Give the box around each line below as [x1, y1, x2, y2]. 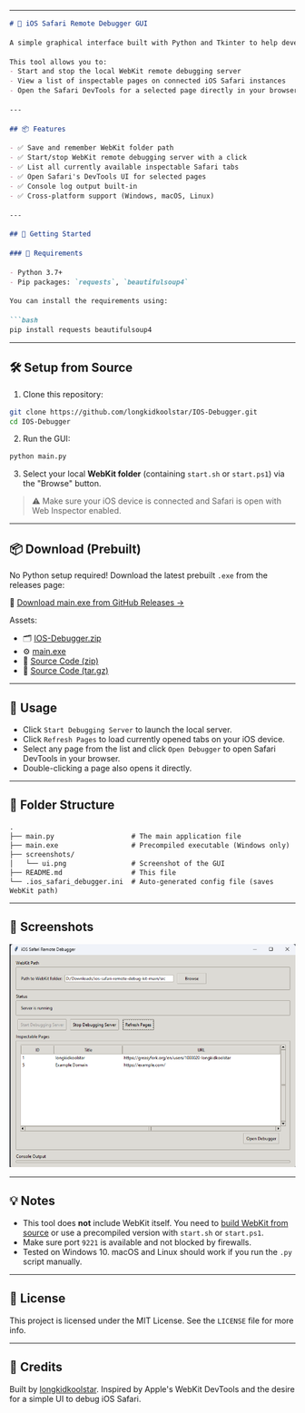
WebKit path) [9, 886, 59, 895]
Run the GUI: [22, 433, 71, 445]
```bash [9, 316, 39, 325]
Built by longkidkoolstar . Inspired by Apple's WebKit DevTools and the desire [9, 1383, 295, 1394]
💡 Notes [9, 1193, 56, 1209]
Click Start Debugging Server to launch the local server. [22, 723, 232, 735]
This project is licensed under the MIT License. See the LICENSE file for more [9, 1315, 294, 1326]
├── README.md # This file [9, 868, 177, 877]
